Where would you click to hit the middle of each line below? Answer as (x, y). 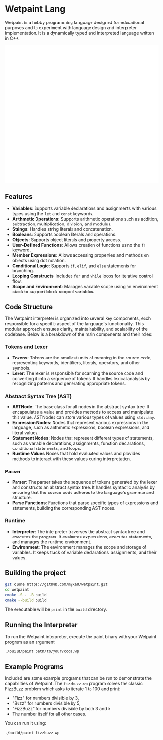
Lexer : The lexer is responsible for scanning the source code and (77, 373)
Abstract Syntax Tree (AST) (38, 396)
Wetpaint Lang (35, 9)
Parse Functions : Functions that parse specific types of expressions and (85, 503)
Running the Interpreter (41, 625)
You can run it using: (26, 723)
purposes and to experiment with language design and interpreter (71, 27)
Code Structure (29, 307)
